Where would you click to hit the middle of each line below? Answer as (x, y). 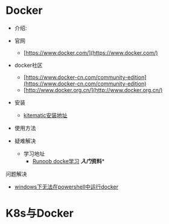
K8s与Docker (40, 213)
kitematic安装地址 (45, 115)
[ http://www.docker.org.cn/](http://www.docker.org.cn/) (93, 90)
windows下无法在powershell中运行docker (66, 187)
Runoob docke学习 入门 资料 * (69, 161)
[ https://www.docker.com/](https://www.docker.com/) (91, 52)
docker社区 (28, 65)
